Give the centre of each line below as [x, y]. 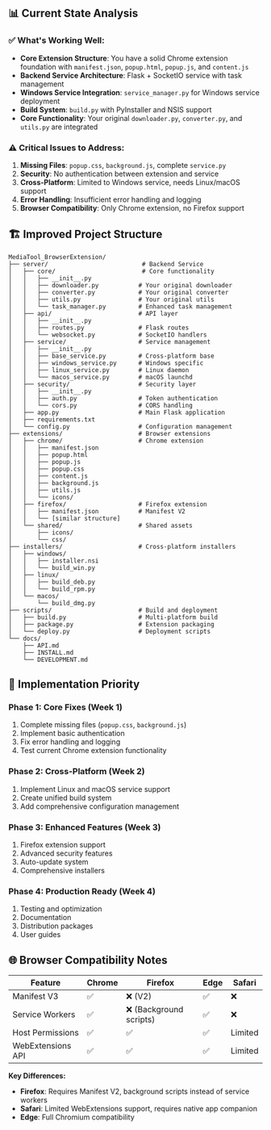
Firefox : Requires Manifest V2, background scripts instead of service [135, 1091]
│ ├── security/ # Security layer [102, 384]
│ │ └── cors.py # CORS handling [101, 405]
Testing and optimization [61, 909]
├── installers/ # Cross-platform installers [122, 546]
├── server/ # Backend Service [106, 264]
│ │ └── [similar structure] [65, 518]
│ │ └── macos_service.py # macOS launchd [101, 377]
